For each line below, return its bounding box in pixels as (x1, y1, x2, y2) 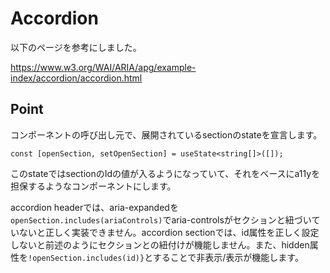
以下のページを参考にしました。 (10, 41, 142, 53)
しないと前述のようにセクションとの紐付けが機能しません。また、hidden (10, 238, 310, 251)
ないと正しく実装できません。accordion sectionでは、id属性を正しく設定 (18, 226, 320, 238)
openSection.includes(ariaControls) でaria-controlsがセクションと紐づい (10, 213, 312, 226)
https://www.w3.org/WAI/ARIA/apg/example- (10, 61, 197, 73)
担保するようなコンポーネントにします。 (10, 180, 177, 192)
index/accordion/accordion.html (10, 72, 143, 84)
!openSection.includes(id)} (28, 253, 145, 263)
